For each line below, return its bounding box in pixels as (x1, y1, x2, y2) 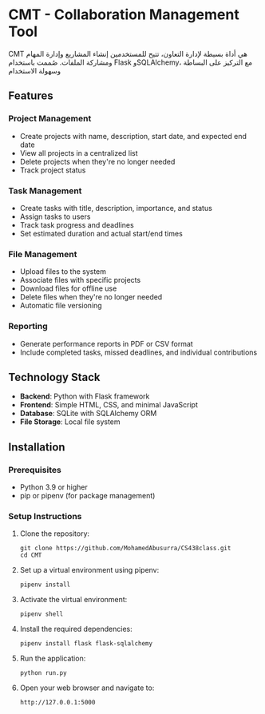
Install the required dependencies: (19, 625, 133, 634)
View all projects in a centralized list (19, 148, 138, 157)
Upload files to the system (19, 267, 106, 276)
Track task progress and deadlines (19, 220, 134, 229)
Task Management (8, 185, 82, 196)
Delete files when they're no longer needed (19, 292, 163, 302)
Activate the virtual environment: (19, 595, 128, 605)
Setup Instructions (8, 510, 82, 522)
